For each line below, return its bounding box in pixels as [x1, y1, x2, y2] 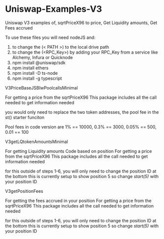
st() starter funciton [5, 114, 45, 120]
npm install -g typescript [12, 75, 62, 81]
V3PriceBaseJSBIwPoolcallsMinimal [5, 85, 78, 90]
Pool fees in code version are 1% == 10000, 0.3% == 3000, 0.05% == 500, [5, 124, 157, 130]
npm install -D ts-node [12, 70, 58, 76]
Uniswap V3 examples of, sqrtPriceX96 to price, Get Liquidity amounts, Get [5, 20, 158, 26]
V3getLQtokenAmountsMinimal [5, 139, 68, 145]
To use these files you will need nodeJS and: [5, 34, 96, 40]
